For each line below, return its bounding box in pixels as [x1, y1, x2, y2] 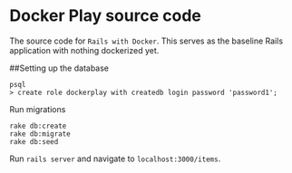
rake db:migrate [9, 129, 71, 139]
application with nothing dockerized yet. [9, 44, 160, 55]
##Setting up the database [9, 62, 110, 73]
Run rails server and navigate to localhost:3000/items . [9, 153, 221, 164]
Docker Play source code [9, 5, 201, 26]
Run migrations [9, 103, 66, 114]
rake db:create [9, 121, 67, 130]
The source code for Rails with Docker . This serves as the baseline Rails [9, 35, 284, 46]
